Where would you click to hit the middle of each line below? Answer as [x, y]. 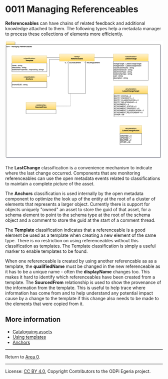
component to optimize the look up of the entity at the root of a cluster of [80, 199]
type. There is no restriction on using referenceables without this [72, 240]
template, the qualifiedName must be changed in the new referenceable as [83, 266]
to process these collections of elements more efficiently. [64, 34]
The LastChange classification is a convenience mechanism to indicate [79, 167]
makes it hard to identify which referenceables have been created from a [80, 277]
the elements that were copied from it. [44, 304]
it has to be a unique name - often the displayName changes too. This [77, 271]
